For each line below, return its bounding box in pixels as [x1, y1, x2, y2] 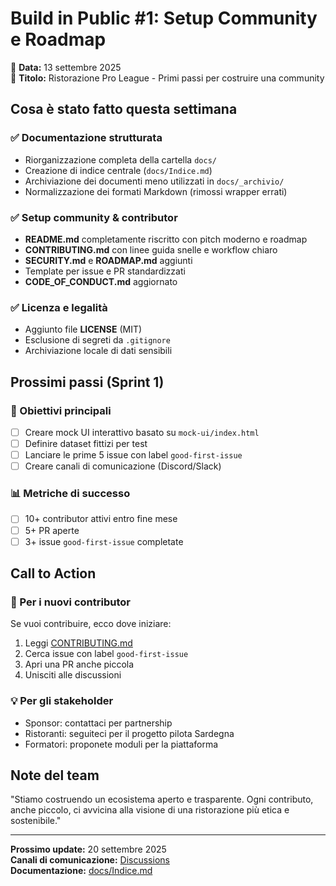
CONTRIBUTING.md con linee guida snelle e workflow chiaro [24, 243, 278, 256]
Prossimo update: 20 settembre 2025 [10, 843, 167, 856]
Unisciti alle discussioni [24, 669, 122, 681]
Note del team [10, 767, 100, 784]
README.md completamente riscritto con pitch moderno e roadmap [24, 233, 308, 245]
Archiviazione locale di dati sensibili [24, 345, 173, 357]
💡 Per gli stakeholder [10, 694, 114, 708]
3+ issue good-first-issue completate [24, 535, 184, 547]
